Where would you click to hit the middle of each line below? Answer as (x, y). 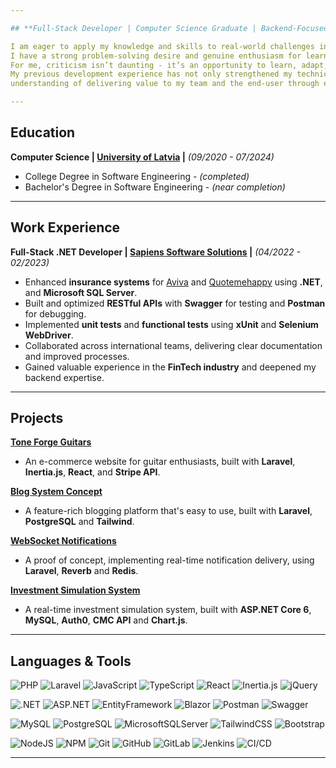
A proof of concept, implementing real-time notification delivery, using (169, 560)
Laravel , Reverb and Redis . (81, 571)
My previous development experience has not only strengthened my (151, 74)
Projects (37, 418)
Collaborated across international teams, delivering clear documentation (173, 345)
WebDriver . (49, 335)
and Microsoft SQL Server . (81, 292)
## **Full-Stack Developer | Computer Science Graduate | (133, 28)
